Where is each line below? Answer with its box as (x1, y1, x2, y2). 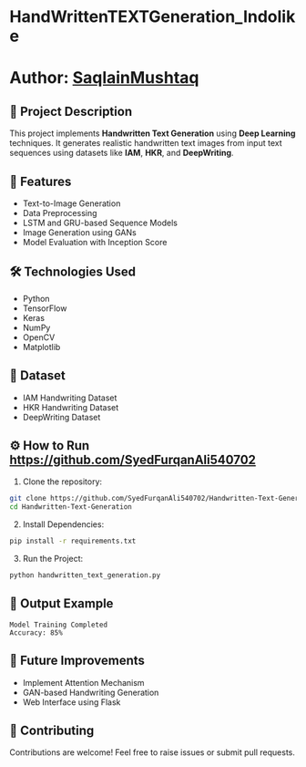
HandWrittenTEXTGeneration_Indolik (9, 6, 296, 27)
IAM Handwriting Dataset (22, 392, 117, 403)
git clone (9, 494, 47, 503)
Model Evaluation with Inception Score (22, 237, 168, 247)
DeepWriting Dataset (22, 411, 101, 422)
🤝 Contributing (9, 722, 95, 738)
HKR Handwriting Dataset (22, 401, 119, 412)
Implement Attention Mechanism (22, 677, 145, 688)
